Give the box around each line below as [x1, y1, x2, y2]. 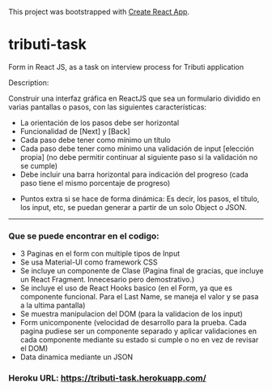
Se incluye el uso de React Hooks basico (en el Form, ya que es [19, 283, 233, 293]
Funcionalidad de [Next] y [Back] [19, 126, 131, 136]
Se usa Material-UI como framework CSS [19, 257, 158, 267]
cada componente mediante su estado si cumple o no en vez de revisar [19, 335, 259, 345]
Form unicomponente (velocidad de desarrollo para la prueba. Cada [19, 318, 247, 328]
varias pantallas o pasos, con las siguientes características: [8, 101, 206, 112]
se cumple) [19, 161, 58, 170]
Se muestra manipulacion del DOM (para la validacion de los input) [19, 309, 243, 319]
